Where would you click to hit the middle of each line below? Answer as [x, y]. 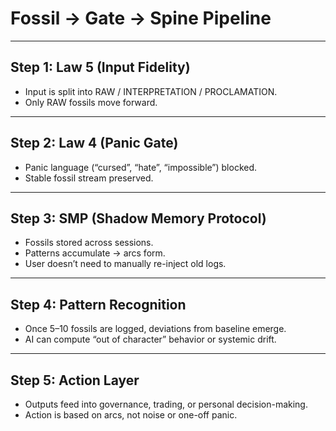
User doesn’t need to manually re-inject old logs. [125, 264]
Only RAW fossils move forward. [91, 102]
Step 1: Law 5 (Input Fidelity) [100, 67]
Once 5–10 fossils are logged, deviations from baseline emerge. [155, 329]
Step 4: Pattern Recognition [98, 304]
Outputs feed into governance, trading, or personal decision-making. [166, 404]
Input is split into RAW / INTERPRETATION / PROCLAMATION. [151, 91]
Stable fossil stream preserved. [89, 178]
